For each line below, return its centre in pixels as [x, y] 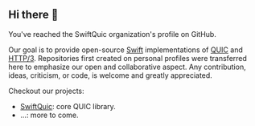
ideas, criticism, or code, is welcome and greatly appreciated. [111, 75]
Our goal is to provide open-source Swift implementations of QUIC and [125, 50]
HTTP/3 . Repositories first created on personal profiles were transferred [128, 58]
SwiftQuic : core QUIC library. [68, 106]
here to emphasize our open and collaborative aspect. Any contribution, [127, 67]
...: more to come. [49, 115]
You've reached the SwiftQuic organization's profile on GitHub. [113, 34]
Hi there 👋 [33, 15]
